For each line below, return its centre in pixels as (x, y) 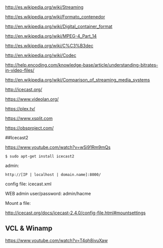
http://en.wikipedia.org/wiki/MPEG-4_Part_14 (51, 36)
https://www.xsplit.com (29, 118)
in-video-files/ (20, 70)
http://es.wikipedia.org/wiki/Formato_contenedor (55, 17)
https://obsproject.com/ (29, 128)
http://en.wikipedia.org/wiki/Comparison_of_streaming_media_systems (78, 80)
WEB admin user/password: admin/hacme (48, 194)
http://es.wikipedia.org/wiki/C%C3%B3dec (49, 46)
